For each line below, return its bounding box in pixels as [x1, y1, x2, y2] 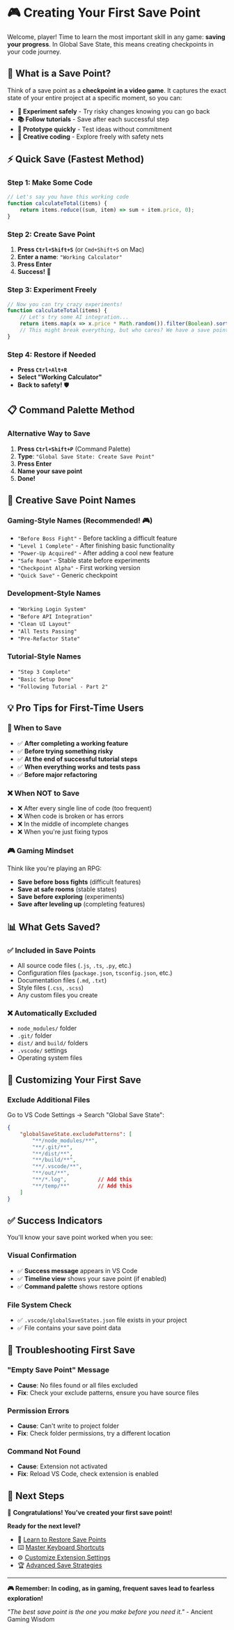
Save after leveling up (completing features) [17, 900, 146, 909]
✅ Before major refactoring [17, 770, 97, 778]
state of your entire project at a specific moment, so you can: [7, 93, 182, 102]
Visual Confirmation [7, 1251, 77, 1261]
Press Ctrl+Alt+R [17, 366, 68, 374]
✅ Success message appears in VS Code [17, 1266, 138, 1275]
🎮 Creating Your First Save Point [7, 5, 201, 21]
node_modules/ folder [17, 1024, 77, 1033]
